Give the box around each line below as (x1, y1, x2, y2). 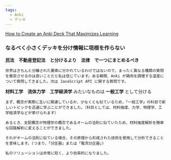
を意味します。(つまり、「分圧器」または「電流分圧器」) (5, 141, 104, 146)
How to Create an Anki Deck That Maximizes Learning (5, 31, 119, 37)
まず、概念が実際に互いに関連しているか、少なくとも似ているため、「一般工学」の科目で (5, 100, 162, 105)
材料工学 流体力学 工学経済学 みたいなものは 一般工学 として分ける (5, 88, 152, 94)
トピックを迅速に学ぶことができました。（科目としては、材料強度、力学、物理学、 (12, 105, 159, 110)
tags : (5, 7, 17, 13)
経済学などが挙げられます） (9, 110, 59, 115)
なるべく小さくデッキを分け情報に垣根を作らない (5, 44, 126, 51)
